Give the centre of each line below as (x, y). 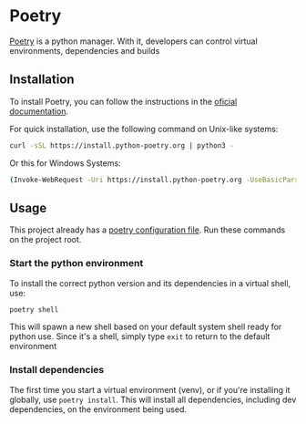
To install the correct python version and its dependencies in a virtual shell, (150, 283)
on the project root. (46, 240)
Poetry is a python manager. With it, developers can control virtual (133, 41)
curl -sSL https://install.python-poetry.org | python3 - (122, 145)
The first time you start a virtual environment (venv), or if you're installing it (150, 389)
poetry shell (34, 310)
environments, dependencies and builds (85, 50)
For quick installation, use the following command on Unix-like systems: (144, 129)
